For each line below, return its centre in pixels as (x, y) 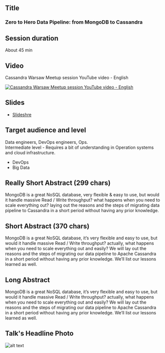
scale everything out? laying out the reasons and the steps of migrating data (82, 205)
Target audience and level (46, 130)
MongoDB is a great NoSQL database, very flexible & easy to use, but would (82, 195)
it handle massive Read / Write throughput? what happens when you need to (82, 200)
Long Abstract (28, 280)
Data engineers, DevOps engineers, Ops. (47, 142)
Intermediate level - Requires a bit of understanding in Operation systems (80, 147)
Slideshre (22, 114)
